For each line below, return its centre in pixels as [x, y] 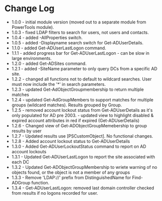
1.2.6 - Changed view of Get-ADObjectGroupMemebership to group [79, 125]
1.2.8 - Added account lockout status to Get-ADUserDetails [71, 141]
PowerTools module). [33, 27]
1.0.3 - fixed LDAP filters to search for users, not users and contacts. [80, 32]
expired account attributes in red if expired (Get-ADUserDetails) [75, 121]
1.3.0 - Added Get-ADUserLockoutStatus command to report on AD [79, 146]
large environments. [32, 58]
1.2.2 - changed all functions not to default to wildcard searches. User [81, 79]
